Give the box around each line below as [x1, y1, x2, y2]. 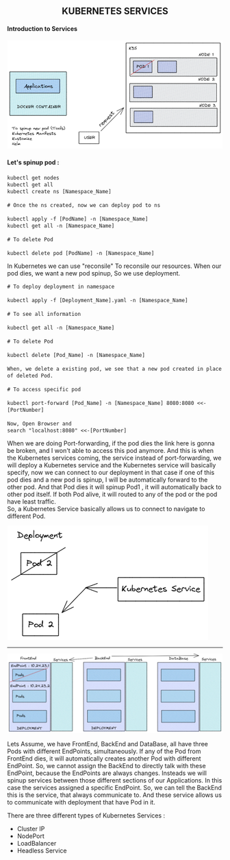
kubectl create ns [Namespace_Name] [7, 188, 112, 195]
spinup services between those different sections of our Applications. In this [7, 776, 222, 784]
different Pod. [7, 512, 46, 520]
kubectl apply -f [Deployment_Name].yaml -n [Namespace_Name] [7, 297, 188, 304]
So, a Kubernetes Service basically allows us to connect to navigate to [7, 504, 205, 513]
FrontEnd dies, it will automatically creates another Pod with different [7, 754, 201, 763]
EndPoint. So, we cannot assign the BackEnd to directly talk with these [7, 761, 207, 770]
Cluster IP [16, 824, 45, 833]
